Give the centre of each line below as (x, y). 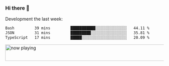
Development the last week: (34, 19)
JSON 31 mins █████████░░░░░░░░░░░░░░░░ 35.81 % (77, 33)
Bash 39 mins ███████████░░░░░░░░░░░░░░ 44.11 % (77, 28)
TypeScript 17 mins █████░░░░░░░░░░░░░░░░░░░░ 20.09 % (77, 38)
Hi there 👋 (18, 8)
